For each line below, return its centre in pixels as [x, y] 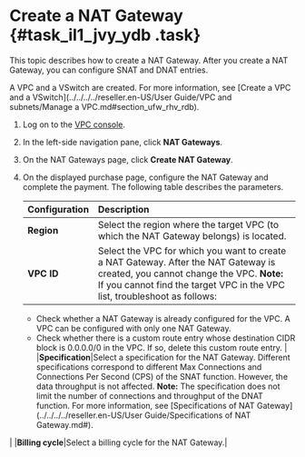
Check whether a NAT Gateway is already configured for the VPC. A [163, 318]
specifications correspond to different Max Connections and [149, 367]
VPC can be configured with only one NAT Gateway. [133, 328]
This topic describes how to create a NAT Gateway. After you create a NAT [149, 60]
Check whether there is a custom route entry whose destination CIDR [166, 338]
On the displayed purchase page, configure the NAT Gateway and [146, 177]
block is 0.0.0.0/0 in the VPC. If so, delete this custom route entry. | [162, 347]
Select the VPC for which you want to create [192, 251]
